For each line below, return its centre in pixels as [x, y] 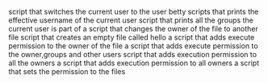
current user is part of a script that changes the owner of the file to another [133, 29]
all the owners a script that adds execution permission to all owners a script [134, 63]
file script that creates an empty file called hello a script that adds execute [132, 37]
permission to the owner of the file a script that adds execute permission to [133, 46]
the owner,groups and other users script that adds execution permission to [132, 54]
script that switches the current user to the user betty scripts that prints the [134, 12]
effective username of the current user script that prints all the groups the [131, 20]
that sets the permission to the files [67, 71]
